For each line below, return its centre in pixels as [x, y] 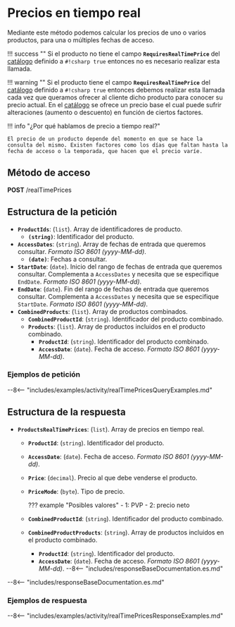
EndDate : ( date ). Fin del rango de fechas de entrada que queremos [113, 289]
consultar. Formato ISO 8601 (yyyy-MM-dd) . [82, 251]
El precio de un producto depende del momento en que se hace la [105, 139]
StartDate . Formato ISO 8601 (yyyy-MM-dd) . [83, 304]
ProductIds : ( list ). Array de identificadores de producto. [100, 229]
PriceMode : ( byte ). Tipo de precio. [76, 491]
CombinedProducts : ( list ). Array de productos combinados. [102, 311]
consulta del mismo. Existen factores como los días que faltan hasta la [118, 145]
